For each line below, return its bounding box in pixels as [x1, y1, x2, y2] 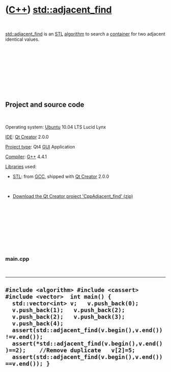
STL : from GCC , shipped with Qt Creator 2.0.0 [12, 173, 109, 179]
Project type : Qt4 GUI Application [5, 143, 75, 150]
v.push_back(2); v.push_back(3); [12, 313, 125, 320]
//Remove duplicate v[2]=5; [39, 346, 136, 354]
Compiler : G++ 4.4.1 [5, 154, 47, 160]
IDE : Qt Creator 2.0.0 [5, 134, 49, 140]
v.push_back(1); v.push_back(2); [12, 307, 125, 314]
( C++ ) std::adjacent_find [5, 4, 112, 16]
